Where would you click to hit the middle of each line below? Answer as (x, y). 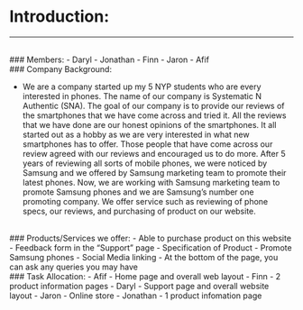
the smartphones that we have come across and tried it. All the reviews (154, 115)
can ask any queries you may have (73, 267)
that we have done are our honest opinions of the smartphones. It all (149, 124)
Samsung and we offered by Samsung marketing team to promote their (154, 172)
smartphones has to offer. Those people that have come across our (147, 144)
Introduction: (60, 17)
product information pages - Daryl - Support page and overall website (139, 286)
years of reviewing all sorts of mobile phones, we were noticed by (145, 163)
